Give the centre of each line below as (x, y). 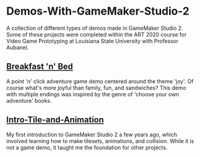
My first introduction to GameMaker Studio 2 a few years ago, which (92, 134)
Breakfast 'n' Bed (40, 67)
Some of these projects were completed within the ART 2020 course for (96, 34)
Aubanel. (18, 47)
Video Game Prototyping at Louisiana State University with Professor (92, 41)
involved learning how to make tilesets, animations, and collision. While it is (100, 141)
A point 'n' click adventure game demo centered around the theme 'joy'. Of (100, 81)
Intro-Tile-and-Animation (55, 120)
